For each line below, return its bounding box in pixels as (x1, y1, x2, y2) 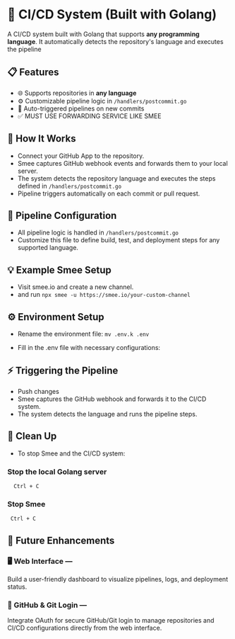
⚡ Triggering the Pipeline (7, 365, 119, 377)
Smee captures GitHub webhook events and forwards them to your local (17, 159, 228, 167)
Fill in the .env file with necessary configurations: (17, 344, 161, 351)
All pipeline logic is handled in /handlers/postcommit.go (17, 228, 179, 237)
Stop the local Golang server (7, 467, 107, 477)
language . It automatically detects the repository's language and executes (7, 37, 224, 45)
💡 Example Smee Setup (7, 264, 112, 276)
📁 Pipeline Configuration (7, 209, 117, 222)
